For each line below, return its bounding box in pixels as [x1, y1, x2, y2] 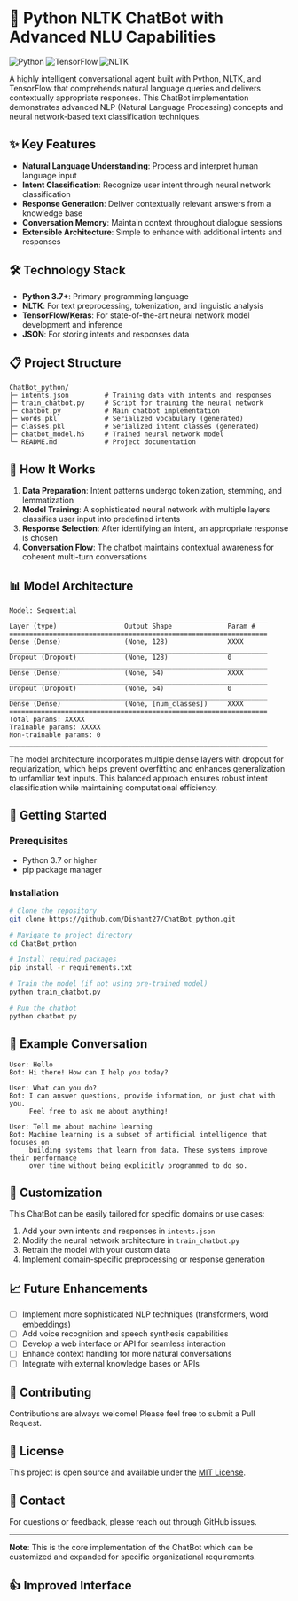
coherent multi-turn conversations [21, 551, 148, 562]
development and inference [21, 319, 123, 329]
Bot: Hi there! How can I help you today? [9, 1067, 169, 1077]
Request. [9, 1418, 42, 1429]
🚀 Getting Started [9, 808, 107, 823]
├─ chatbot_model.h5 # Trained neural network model [9, 430, 224, 439]
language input [21, 170, 77, 180]
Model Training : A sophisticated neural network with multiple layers [21, 504, 271, 515]
